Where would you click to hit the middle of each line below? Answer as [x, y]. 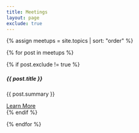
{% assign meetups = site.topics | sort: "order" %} [70, 41]
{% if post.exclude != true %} [43, 64]
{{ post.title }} [24, 78]
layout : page [23, 18]
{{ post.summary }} [31, 94]
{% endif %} [22, 112]
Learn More [21, 106]
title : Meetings [27, 12]
